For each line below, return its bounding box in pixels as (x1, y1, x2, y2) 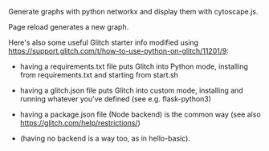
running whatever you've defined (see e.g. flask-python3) (19, 94, 211, 103)
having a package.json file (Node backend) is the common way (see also (19, 109, 261, 119)
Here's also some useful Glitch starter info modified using (8, 38, 199, 47)
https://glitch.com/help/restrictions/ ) (19, 118, 141, 127)
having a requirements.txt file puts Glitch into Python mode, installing (19, 62, 249, 71)
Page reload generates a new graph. (8, 22, 129, 31)
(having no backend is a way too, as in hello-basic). (19, 133, 191, 143)
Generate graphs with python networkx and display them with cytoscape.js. (8, 7, 259, 16)
